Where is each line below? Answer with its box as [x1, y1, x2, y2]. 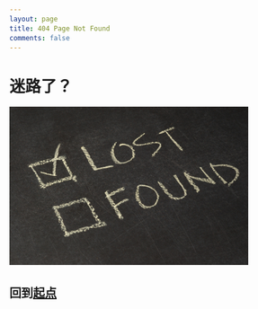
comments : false [9, 33, 70, 42]
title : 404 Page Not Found [9, 23, 111, 33]
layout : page [9, 14, 58, 23]
